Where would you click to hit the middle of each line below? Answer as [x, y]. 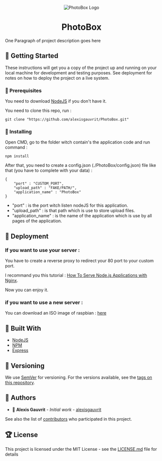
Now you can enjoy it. [27, 290]
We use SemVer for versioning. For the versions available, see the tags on [79, 377]
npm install [17, 156]
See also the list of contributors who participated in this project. [69, 419]
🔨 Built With [23, 328]
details [12, 454]
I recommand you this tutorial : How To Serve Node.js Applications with [76, 275]
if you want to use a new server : [44, 302]
